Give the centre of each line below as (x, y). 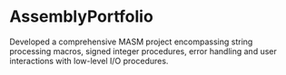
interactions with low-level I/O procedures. (89, 61)
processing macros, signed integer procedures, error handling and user (143, 51)
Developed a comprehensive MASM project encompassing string (131, 42)
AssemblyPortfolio (82, 17)
